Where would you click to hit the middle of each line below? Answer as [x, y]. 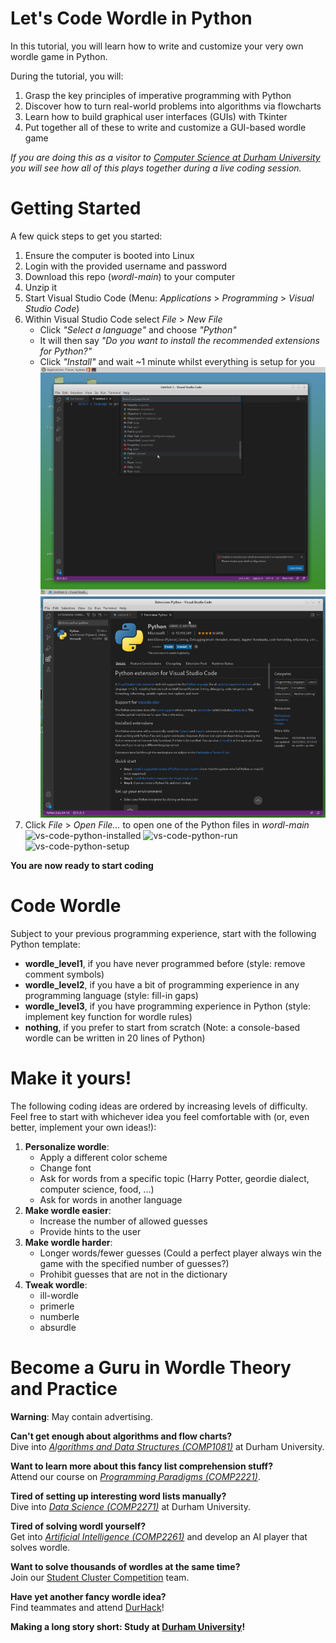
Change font [65, 1168]
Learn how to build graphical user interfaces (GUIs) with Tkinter [156, 116]
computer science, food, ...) [97, 1189]
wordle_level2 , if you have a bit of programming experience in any [162, 985]
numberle [59, 1316]
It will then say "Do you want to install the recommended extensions [179, 340]
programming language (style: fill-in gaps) [111, 996]
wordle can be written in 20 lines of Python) [115, 1038]
